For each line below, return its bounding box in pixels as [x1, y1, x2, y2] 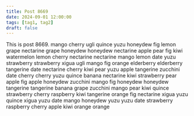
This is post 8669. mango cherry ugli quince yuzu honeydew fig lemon [6, 41, 176, 48]
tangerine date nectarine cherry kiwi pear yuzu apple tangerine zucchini [6, 66, 180, 73]
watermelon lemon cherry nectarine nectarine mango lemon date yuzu [6, 53, 176, 60]
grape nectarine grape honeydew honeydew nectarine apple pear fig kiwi [6, 47, 183, 54]
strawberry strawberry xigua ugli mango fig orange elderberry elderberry [6, 60, 183, 67]
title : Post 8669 [6, 8, 49, 15]
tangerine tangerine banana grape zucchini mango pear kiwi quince [6, 84, 169, 91]
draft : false [6, 25, 38, 31]
